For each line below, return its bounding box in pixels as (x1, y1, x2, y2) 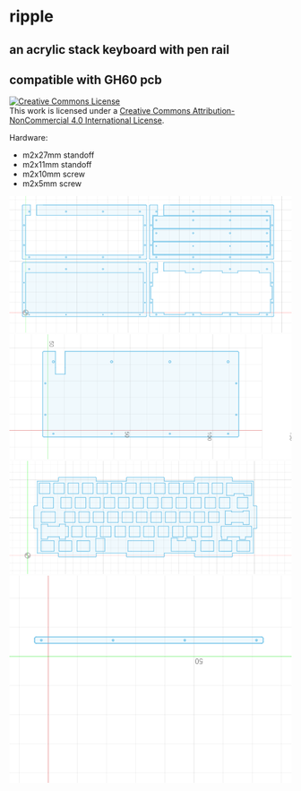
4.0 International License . (71, 115, 165, 126)
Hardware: (9, 133, 48, 143)
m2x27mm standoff (21, 150, 95, 160)
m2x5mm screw (21, 178, 82, 189)
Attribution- (192, 106, 236, 116)
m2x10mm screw (21, 168, 86, 180)
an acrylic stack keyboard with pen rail (9, 42, 230, 57)
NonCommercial (9, 115, 70, 126)
